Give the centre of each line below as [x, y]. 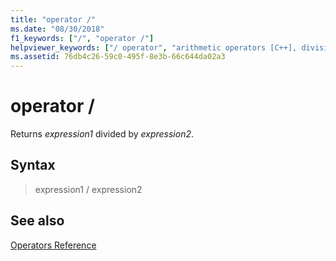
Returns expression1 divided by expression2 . [102, 134]
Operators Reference [53, 245]
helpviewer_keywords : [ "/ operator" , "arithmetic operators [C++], [154, 47]
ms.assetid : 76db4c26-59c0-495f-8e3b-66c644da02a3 [118, 57]
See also [37, 221]
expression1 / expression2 [88, 189]
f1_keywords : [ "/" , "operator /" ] [82, 38]
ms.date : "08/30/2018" [57, 29]
